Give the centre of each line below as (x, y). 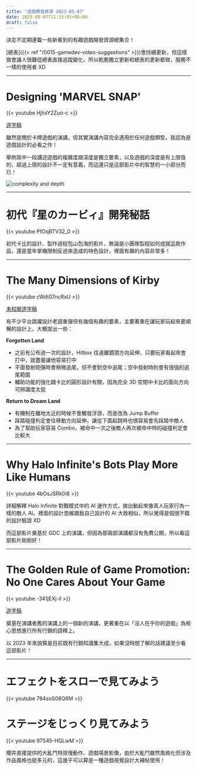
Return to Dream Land (33, 401)
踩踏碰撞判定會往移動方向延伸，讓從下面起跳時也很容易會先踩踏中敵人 (99, 421)
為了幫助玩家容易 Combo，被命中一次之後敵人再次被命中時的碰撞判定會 (101, 428)
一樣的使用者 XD (26, 67)
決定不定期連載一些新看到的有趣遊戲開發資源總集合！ (70, 40)
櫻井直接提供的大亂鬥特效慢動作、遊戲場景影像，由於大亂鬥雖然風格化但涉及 (98, 753)
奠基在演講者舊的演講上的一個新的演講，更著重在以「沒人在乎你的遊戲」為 (96, 623)
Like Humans (38, 477)
